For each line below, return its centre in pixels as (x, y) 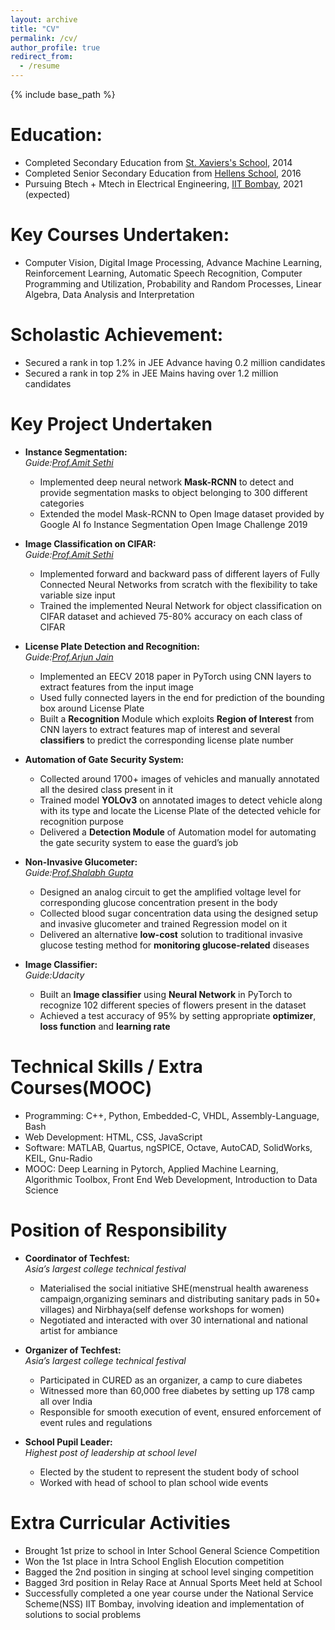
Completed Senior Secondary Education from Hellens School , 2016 (163, 173)
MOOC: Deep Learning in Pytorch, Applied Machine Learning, (151, 1168)
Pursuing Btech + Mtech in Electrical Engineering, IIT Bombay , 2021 (163, 183)
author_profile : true (55, 47)
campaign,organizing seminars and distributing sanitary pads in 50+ (180, 1298)
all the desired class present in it (106, 789)
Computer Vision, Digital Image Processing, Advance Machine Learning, (173, 262)
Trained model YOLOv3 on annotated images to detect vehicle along (181, 800)
